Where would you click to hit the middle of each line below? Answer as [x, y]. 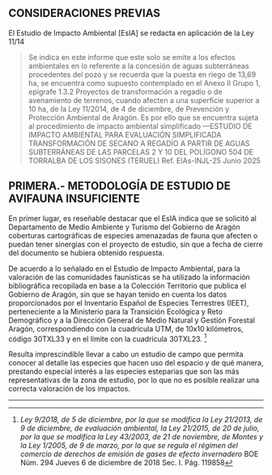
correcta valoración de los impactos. [70, 389]
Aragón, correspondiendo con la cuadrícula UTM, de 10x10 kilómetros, [126, 328]
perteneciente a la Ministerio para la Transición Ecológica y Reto [115, 311]
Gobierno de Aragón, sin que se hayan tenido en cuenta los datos [118, 294]
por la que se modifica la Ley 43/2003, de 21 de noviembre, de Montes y [142, 437]
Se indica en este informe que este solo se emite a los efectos [132, 57]
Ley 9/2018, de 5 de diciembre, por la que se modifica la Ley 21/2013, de [141, 420]
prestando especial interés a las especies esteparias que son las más [124, 371]
